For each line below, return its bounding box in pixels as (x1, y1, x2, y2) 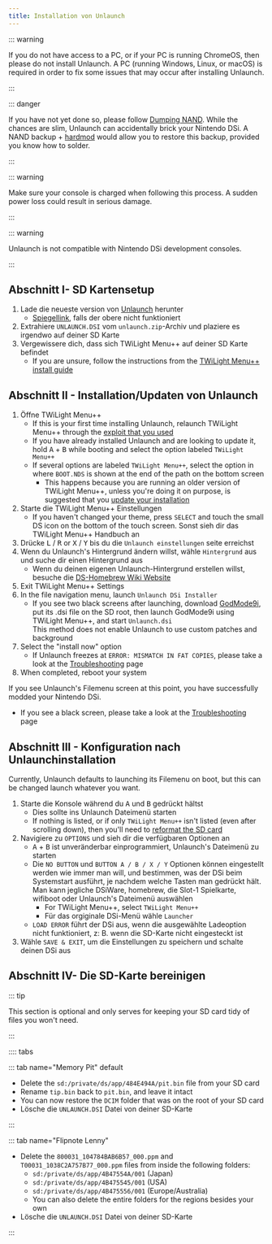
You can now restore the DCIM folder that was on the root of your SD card (19, 1095, 264, 1105)
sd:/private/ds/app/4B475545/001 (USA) (32, 1177, 168, 1187)
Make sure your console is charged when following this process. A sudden (8, 188, 258, 198)
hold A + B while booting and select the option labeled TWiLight (32, 445, 244, 455)
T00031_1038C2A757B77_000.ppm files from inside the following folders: (19, 1159, 251, 1169)
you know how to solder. (8, 140, 91, 150)
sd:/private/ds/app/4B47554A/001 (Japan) (32, 1168, 174, 1178)
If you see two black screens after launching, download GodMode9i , (32, 598, 261, 608)
